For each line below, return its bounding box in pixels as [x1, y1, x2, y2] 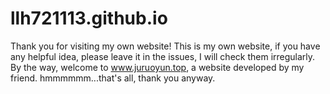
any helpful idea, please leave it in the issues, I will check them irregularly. [10, 50, 316, 62]
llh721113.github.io [10, 7, 168, 30]
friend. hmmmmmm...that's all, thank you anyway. [10, 72, 216, 84]
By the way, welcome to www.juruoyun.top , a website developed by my [10, 61, 305, 73]
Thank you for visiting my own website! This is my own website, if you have [10, 40, 321, 52]
